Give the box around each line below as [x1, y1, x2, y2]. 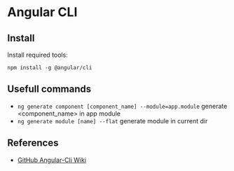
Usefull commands [7, 83, 92, 95]
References [7, 137, 59, 149]
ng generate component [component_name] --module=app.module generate [17, 102, 228, 110]
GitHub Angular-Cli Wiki [17, 156, 86, 164]
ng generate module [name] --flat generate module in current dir [17, 116, 208, 125]
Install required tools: [7, 50, 68, 59]
